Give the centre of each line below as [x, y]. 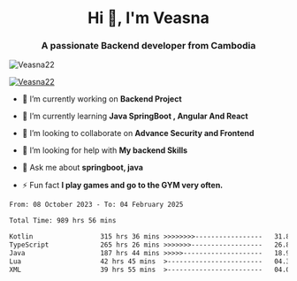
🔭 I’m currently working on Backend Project [102, 99]
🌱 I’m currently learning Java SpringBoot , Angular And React [135, 116]
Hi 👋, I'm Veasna [148, 18]
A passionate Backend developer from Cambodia [148, 46]
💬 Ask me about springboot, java [83, 168]
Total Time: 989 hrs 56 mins [63, 221]
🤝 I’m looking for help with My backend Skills [105, 150]
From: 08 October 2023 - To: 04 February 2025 [96, 205]
